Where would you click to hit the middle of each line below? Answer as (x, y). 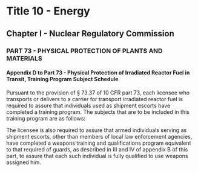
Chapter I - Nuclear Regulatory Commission (90, 34)
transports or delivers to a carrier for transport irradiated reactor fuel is (94, 99)
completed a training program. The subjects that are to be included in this (98, 112)
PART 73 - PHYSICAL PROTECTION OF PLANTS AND (84, 51)
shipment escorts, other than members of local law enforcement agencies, (99, 136)
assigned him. (24, 162)
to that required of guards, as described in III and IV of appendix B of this (97, 149)
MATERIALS (24, 58)
